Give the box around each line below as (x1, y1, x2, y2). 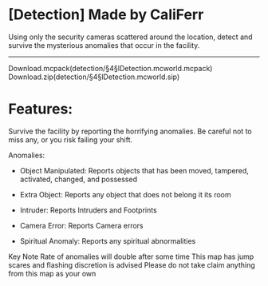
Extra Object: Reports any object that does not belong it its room (19, 189, 231, 199)
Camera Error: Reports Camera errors (19, 220, 144, 230)
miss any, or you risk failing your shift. (8, 134, 133, 145)
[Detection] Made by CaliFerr (8, 6, 204, 24)
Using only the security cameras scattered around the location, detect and (8, 32, 253, 42)
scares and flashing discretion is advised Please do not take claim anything (8, 260, 255, 269)
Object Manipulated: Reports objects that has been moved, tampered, (19, 165, 249, 175)
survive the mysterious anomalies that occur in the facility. (8, 40, 200, 50)
